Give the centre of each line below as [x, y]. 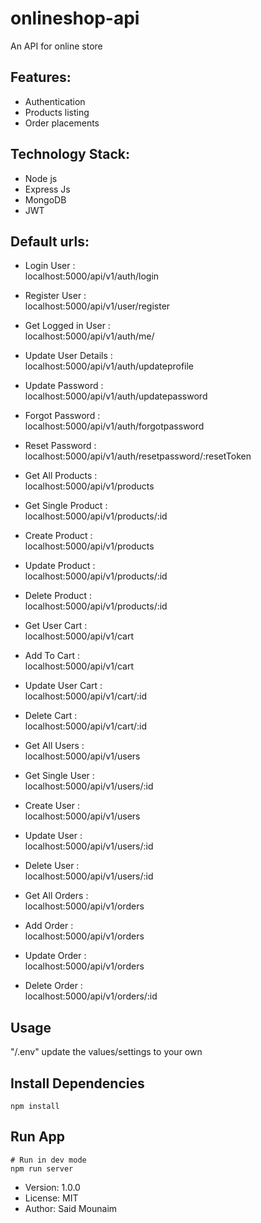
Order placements [62, 123]
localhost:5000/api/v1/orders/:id [91, 996]
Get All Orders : [56, 896]
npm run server [42, 1168]
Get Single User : [59, 776]
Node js [41, 178]
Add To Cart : [52, 656]
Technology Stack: [70, 154]
